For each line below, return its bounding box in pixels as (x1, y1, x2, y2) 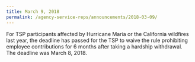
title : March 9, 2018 (6, 8, 60, 15)
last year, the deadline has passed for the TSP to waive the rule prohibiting (6, 37, 188, 44)
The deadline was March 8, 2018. (6, 49, 88, 56)
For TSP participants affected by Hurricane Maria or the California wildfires (6, 30, 189, 37)
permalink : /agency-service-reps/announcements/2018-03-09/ (6, 14, 158, 20)
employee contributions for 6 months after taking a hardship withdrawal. (6, 43, 183, 50)
